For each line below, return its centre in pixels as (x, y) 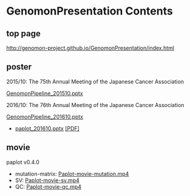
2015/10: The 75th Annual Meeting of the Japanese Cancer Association (95, 81)
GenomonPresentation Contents (90, 11)
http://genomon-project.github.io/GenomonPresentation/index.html (90, 48)
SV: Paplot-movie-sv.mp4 (47, 180)
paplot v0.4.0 (23, 162)
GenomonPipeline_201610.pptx (45, 117)
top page (23, 34)
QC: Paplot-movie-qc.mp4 (48, 186)
